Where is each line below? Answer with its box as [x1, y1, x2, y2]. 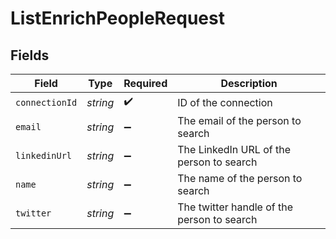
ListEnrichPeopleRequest [10, 7, 225, 30]
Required [123, 77, 168, 90]
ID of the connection [177, 95, 273, 109]
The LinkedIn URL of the [177, 143, 291, 156]
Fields [10, 47, 50, 64]
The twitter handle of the [177, 200, 294, 214]
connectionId [15, 97, 78, 108]
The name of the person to [177, 172, 303, 185]
